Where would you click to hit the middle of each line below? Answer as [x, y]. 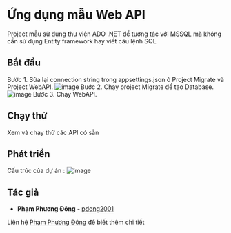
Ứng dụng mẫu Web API [77, 15]
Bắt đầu [24, 63]
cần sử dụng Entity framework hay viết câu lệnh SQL [82, 41]
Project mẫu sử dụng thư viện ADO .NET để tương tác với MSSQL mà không [114, 34]
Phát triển [29, 154]
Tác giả [23, 192]
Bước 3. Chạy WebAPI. [65, 94]
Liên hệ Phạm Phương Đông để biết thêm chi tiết [76, 222]
